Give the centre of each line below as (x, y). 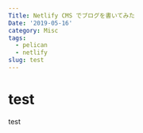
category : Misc (33, 30)
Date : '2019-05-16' (41, 23)
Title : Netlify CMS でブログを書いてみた (71, 16)
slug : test (26, 61)
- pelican (31, 45)
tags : (17, 38)
